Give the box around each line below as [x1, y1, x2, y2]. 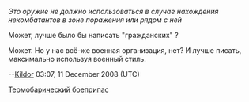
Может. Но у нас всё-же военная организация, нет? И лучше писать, [8, 46, 242, 55]
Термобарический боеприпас [8, 85, 109, 94]
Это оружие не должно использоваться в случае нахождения [8, 7, 219, 16]
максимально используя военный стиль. [8, 55, 146, 63]
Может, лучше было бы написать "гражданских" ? [8, 31, 179, 40]
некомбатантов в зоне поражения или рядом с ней [8, 15, 183, 25]
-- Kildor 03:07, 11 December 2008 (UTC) [8, 70, 140, 78]
